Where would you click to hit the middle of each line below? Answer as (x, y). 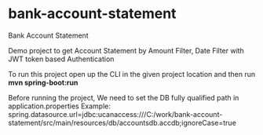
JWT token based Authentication (61, 59)
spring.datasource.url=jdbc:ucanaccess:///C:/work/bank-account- (115, 114)
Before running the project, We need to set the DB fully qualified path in (124, 97)
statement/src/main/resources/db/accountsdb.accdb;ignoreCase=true (122, 122)
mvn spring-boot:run (43, 82)
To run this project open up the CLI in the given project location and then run (132, 74)
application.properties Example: (60, 106)
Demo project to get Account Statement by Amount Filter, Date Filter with (126, 50)
